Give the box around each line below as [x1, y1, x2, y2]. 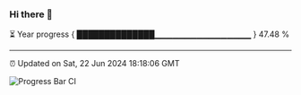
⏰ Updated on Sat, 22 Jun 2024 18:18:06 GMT [9, 58, 180, 69]
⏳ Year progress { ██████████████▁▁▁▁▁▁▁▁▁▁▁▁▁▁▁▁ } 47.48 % [9, 29, 289, 39]
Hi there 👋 [9, 8, 54, 21]
